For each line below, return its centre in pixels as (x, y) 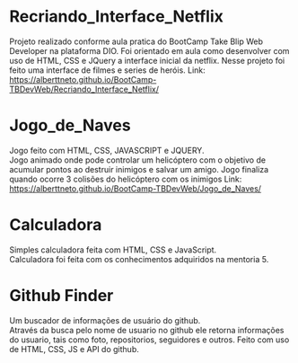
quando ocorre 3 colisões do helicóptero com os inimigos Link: (126, 179)
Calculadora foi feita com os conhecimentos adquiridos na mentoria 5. (139, 259)
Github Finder (61, 296)
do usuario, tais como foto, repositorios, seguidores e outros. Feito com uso (149, 340)
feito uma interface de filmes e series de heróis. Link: (108, 70)
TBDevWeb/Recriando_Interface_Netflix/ (84, 89)
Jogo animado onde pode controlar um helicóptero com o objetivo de (138, 160)
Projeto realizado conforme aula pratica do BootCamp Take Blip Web (136, 41)
